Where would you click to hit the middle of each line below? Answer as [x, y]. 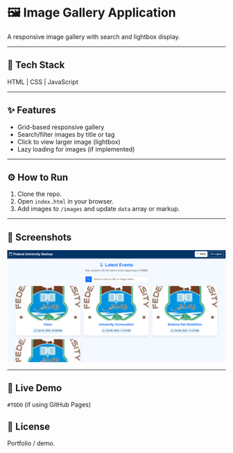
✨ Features [32, 110]
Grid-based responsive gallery [61, 127]
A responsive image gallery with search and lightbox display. [94, 36]
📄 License [29, 426]
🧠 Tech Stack [36, 65]
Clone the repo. [40, 194]
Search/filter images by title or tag [66, 134]
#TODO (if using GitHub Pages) [49, 405]
